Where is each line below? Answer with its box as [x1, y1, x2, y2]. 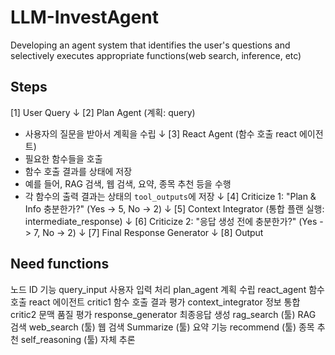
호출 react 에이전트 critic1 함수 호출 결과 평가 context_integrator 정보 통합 [10, 296, 301, 308]
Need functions [10, 256, 110, 273]
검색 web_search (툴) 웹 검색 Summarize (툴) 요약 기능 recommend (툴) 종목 [10, 321, 315, 333]
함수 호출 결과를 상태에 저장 [24, 165, 133, 177]
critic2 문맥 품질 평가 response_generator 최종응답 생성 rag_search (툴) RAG [10, 308, 317, 320]
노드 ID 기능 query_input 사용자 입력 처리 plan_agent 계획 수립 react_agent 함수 [10, 283, 325, 295]
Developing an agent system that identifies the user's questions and [10, 39, 291, 51]
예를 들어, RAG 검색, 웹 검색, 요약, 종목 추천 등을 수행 [24, 177, 232, 190]
